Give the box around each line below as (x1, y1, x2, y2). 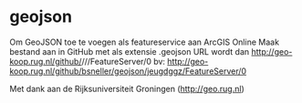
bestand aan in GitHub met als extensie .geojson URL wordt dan (9, 46, 250, 57)
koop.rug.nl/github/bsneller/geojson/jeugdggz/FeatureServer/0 (9, 66, 247, 77)
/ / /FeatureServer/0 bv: (81, 56, 166, 67)
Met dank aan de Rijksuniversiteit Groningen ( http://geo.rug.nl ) (9, 83, 245, 94)
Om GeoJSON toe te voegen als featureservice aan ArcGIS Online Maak (9, 36, 280, 47)
